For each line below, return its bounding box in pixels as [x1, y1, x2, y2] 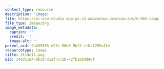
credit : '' [9, 34, 32, 39]
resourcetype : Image [5, 48, 47, 52]
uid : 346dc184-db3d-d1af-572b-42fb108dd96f [5, 57, 95, 62]
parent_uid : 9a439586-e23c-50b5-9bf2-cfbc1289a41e [5, 43, 110, 48]
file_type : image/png [5, 20, 49, 26]
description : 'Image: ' [5, 12, 54, 17]
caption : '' [9, 30, 34, 34]
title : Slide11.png [5, 52, 45, 57]
